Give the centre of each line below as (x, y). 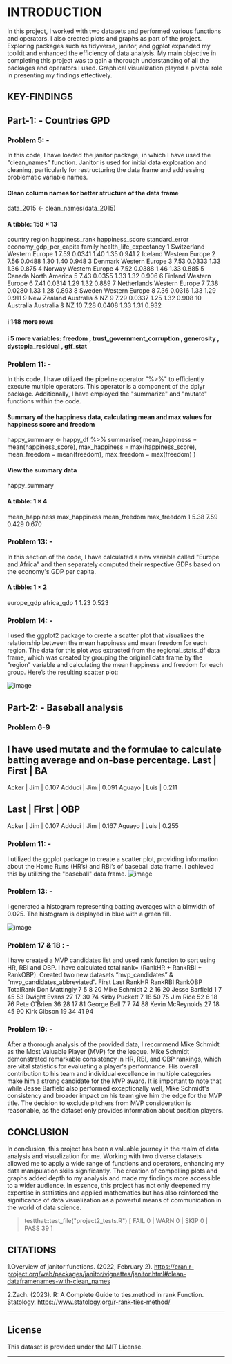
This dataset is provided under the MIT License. (75, 1347)
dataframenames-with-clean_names (59, 1281)
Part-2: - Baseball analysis (65, 708)
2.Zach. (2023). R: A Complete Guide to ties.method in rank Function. (106, 1295)
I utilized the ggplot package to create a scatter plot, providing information (113, 859)
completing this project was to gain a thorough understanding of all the (108, 60)
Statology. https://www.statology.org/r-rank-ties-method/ (89, 1302)
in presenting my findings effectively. (60, 75)
